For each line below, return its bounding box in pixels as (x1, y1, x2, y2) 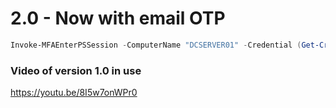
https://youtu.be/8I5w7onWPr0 (10, 87, 138, 99)
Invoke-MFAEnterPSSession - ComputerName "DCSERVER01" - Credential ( (10, 40, 302, 50)
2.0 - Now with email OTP (10, 7, 226, 30)
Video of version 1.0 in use (10, 63, 142, 77)
